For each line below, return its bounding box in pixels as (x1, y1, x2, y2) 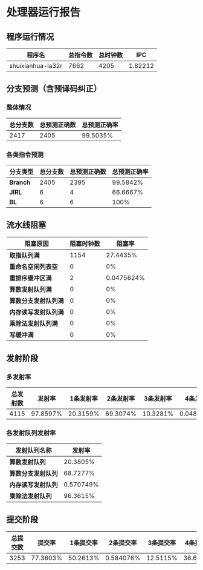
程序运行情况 (6, 31, 54, 42)
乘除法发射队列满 (9, 319, 59, 328)
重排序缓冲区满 (9, 274, 53, 282)
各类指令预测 (6, 150, 44, 159)
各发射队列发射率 (6, 429, 56, 437)
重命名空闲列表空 (9, 262, 59, 271)
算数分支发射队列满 (9, 296, 65, 305)
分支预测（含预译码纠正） (6, 84, 101, 94)
